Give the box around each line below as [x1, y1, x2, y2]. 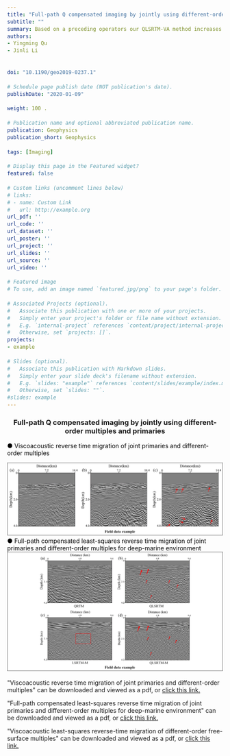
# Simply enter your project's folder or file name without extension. [7, 315, 222, 321]
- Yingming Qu [7, 40, 48, 47]
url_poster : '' [7, 235, 51, 242]
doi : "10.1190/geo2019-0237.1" [7, 69, 97, 75]
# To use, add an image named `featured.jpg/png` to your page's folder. [7, 286, 222, 293]
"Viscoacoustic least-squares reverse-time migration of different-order [7, 727, 207, 735]
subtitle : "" [7, 18, 44, 25]
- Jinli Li [7, 47, 38, 54]
